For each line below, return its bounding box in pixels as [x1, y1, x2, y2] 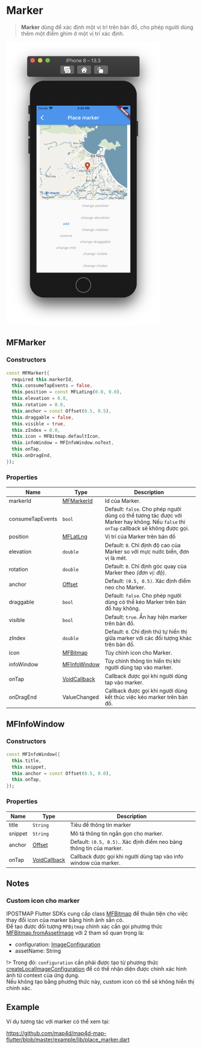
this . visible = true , [11, 420, 66, 427]
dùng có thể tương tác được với [105, 512, 182, 519]
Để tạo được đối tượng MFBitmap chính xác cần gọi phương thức [6, 923, 163, 930]
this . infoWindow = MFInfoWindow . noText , [11, 440, 114, 446]
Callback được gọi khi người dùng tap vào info [70, 853, 183, 860]
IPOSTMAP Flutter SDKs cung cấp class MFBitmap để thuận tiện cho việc [6, 910, 188, 917]
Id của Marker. [105, 497, 141, 504]
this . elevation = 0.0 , [11, 395, 69, 402]
